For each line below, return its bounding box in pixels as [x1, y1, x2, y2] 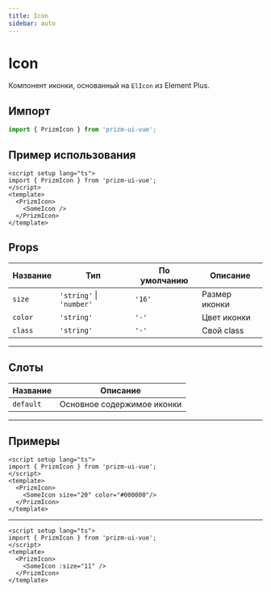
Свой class [201, 325, 244, 336]
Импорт [8, 104, 51, 118]
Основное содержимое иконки [59, 398, 182, 409]
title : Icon [8, 11, 48, 20]
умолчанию [140, 275, 189, 286]
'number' [59, 300, 93, 309]
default [12, 399, 42, 409]
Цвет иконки [201, 312, 252, 323]
